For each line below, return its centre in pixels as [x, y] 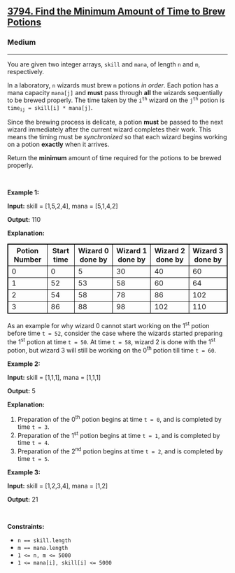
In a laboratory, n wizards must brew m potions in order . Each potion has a [113, 85]
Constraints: [26, 526]
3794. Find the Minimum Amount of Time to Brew [116, 12]
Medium [22, 43]
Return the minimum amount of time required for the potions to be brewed [114, 158]
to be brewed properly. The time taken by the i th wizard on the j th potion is [116, 100]
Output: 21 [23, 499]
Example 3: [24, 472]
